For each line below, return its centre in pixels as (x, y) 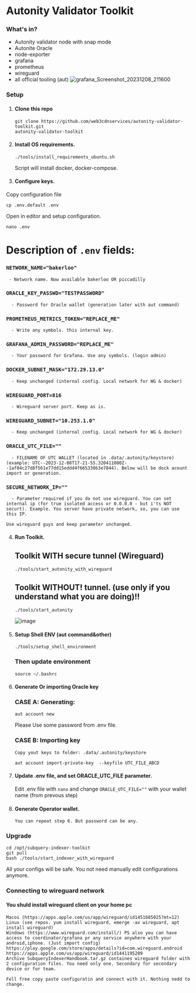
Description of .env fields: (70, 250)
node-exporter (32, 55)
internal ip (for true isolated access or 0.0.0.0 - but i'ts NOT (89, 504)
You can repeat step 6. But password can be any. (77, 821)
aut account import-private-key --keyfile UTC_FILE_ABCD (87, 763)
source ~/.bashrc (36, 674)
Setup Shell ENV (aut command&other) (63, 634)
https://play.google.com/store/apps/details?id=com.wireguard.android (94, 948)
